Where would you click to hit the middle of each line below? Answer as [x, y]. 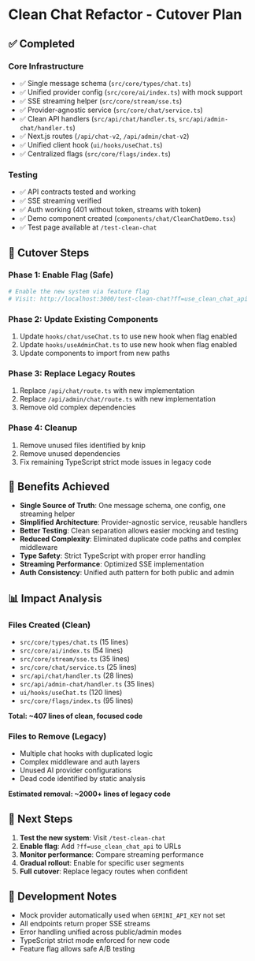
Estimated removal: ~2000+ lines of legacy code [89, 794]
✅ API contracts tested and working [78, 192]
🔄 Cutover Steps [49, 253]
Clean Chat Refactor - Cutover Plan [125, 15]
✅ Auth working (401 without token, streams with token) [110, 210]
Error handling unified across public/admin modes [101, 932]
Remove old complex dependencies [78, 407]
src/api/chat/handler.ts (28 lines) [76, 675]
